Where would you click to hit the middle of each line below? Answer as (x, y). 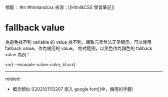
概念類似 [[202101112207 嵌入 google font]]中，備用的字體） (74, 89)
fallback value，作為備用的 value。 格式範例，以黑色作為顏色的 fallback (79, 48)
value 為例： (18, 54)
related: (13, 79)
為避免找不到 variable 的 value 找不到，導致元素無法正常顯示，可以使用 (78, 42)
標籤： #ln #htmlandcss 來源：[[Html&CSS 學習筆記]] (60, 7)
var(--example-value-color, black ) (40, 64)
